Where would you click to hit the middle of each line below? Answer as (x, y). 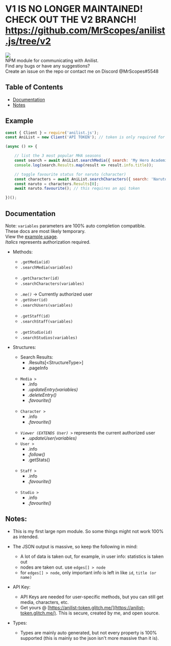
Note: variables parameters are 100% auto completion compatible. (76, 226)
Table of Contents (34, 87)
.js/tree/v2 (28, 41)
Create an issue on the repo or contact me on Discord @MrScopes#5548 (82, 71)
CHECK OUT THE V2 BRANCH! (71, 20)
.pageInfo (38, 368)
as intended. (26, 537)
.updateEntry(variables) (53, 389)
